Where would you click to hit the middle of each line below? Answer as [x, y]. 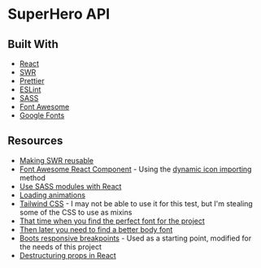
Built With [33, 44]
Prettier [32, 81]
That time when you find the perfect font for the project [112, 221]
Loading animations [52, 195]
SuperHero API [59, 14]
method [33, 177]
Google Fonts [42, 115]
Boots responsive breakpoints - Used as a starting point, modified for [135, 238]
